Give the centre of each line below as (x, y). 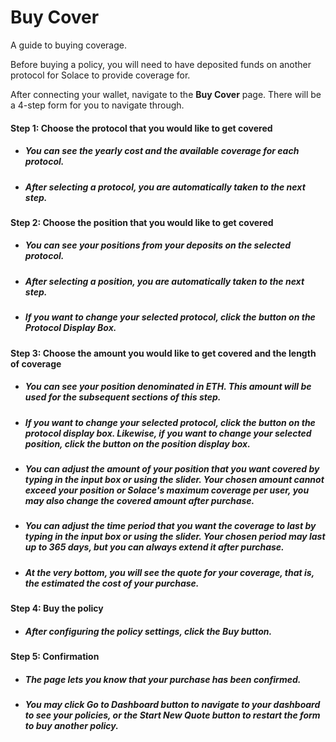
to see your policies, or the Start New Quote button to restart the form (172, 715)
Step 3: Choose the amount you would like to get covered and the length (163, 353)
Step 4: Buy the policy (57, 608)
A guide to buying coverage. (68, 45)
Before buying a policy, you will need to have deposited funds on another (161, 64)
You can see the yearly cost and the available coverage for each (162, 151)
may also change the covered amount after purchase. (139, 500)
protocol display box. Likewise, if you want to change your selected (168, 433)
